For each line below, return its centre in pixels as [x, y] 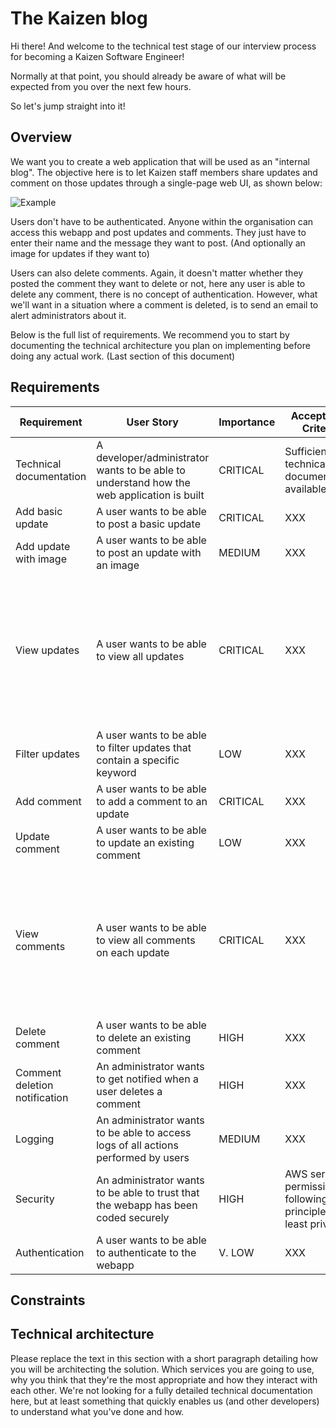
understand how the [143, 482]
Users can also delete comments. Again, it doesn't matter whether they [157, 273]
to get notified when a [147, 1079]
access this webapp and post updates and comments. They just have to [158, 232]
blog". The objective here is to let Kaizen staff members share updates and [164, 172]
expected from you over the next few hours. [101, 86]
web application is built [150, 495]
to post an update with [149, 552]
